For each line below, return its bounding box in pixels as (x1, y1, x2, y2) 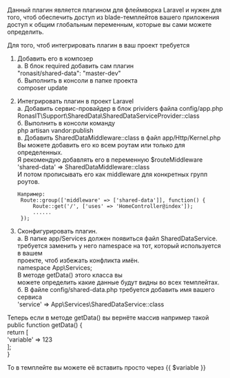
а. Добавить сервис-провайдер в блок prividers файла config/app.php (17, 105, 224, 112)
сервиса (17, 293, 43, 301)
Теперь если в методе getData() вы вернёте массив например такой (7, 313, 209, 322)
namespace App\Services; (17, 264, 93, 271)
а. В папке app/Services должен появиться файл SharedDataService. (17, 234, 218, 242)
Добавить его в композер (17, 54, 94, 63)
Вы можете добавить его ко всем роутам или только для (17, 141, 186, 149)
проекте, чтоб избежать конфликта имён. (17, 256, 140, 264)
